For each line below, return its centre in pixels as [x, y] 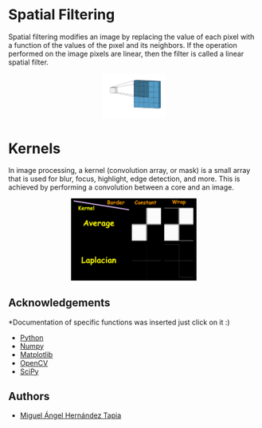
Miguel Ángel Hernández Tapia [70, 415]
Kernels [35, 148]
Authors [29, 397]
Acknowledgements [59, 303]
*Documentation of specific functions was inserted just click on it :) [119, 322]
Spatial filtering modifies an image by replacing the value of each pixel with [131, 37]
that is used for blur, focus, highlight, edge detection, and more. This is [124, 179]
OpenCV [34, 363]
